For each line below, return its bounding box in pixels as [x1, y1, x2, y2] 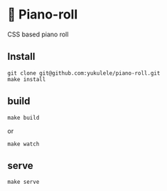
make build [7, 114, 40, 121]
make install [7, 76, 46, 83]
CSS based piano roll [7, 30, 69, 38]
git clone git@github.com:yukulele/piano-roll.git [7, 69, 161, 77]
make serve [7, 178, 40, 186]
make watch [7, 140, 40, 148]
